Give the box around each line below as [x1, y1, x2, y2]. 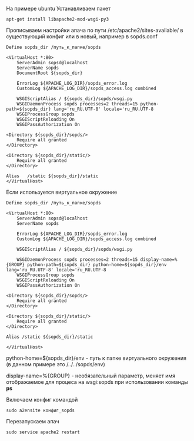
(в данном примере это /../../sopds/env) [6, 361, 106, 367]
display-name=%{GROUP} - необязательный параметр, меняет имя [6, 372, 176, 379]
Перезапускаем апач [6, 418, 60, 425]
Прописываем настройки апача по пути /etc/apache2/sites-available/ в [6, 26, 183, 34]
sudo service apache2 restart [6, 429, 81, 435]
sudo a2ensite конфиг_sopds [6, 407, 75, 413]
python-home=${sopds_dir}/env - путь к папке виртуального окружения [6, 354, 187, 362]
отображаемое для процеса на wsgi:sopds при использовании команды [6, 379, 188, 385]
